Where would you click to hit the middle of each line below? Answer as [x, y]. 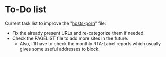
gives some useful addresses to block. [60, 49]
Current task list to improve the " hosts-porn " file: [56, 23]
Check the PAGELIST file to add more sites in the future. [70, 38]
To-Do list [25, 9]
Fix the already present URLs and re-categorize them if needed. [78, 33]
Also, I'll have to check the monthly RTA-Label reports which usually [90, 43]
